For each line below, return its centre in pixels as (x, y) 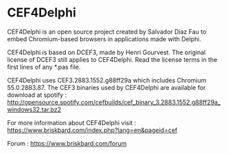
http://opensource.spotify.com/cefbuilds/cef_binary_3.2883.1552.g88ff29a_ (114, 102)
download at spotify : (37, 95)
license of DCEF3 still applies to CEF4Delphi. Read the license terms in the (112, 59)
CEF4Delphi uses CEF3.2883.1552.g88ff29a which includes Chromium (107, 80)
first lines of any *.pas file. (44, 67)
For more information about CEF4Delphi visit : (72, 122)
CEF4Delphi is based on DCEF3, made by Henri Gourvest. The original (106, 52)
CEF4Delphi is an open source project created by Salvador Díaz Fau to (107, 32)
